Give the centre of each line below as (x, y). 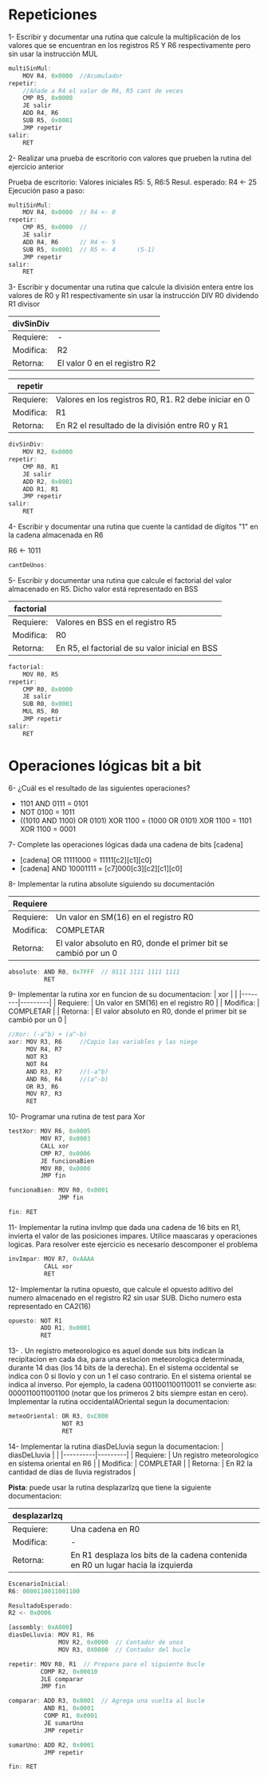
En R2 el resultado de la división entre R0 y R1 (142, 426)
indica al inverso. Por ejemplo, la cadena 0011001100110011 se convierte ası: (132, 1385)
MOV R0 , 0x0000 (65, 1168)
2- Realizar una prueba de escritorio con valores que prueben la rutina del (130, 158)
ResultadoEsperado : (41, 1606)
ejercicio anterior (36, 166)
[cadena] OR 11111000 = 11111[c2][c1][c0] (86, 859)
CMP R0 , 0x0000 (48, 689)
